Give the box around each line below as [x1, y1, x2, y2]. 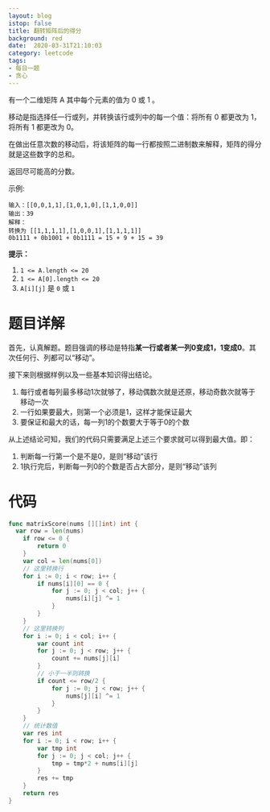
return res [22, 789, 59, 797]
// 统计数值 [22, 722, 58, 730]
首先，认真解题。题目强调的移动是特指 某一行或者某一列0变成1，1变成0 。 [8, 342, 249, 352]
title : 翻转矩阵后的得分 [8, 27, 82, 35]
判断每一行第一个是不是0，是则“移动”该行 [19, 451, 158, 461]
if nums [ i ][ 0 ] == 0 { [37, 579, 110, 588]
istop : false [8, 19, 52, 27]
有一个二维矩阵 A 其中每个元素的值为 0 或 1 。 [8, 94, 159, 105]
